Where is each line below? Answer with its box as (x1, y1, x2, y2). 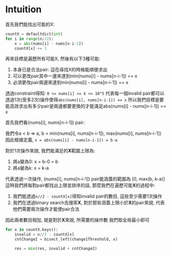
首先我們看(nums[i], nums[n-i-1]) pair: (5, 120, 85, 126)
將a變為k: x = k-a (12, 165, 49, 171)
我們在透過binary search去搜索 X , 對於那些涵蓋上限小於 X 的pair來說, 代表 (12, 200, 165, 206)
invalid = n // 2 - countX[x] (14, 232, 74, 237)
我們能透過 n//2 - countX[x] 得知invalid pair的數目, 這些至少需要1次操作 (12, 193, 162, 200)
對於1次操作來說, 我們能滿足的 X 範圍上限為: (5, 148, 96, 154)
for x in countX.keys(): (5, 227, 58, 232)
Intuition (5, 4, 42, 15)
